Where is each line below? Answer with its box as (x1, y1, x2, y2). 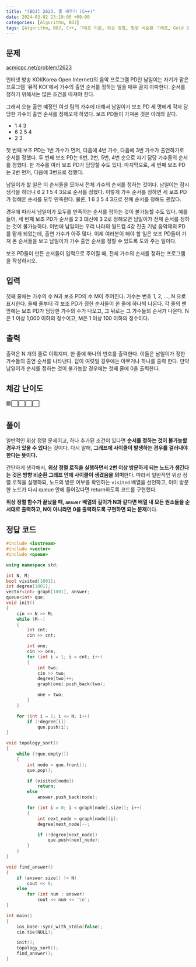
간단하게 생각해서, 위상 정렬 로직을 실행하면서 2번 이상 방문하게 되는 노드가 (6, 464, 174, 471)
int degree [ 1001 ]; (6, 583, 51, 589)
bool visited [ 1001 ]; (6, 578, 57, 584)
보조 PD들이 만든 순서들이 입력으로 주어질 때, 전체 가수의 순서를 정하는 (6, 250, 165, 257)
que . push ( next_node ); (47, 837, 100, 843)
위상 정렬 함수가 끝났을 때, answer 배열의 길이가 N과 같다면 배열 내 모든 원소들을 (6, 498, 184, 505)
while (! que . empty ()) (16, 751, 69, 757)
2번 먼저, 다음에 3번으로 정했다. (12, 169, 84, 176)
